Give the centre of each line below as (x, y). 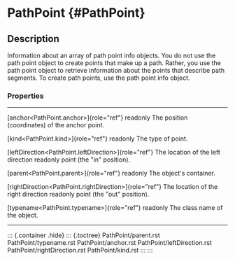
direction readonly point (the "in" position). (69, 160)
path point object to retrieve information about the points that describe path (116, 70)
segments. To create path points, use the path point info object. (99, 78)
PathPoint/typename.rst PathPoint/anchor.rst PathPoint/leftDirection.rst (109, 243)
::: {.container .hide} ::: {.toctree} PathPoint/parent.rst (84, 235)
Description (33, 39)
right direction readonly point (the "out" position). (78, 195)
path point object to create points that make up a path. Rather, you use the (114, 63)
